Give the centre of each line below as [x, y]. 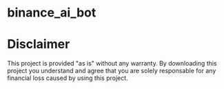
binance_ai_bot [52, 13]
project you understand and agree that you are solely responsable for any [112, 71]
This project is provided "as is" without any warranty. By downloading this [112, 63]
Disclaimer [39, 44]
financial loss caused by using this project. [68, 78]
